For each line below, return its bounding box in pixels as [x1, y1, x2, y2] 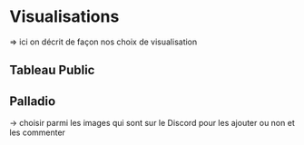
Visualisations [9, 6, 120, 27]
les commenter [9, 127, 66, 138]
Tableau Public [9, 63, 95, 78]
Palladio [9, 93, 56, 109]
